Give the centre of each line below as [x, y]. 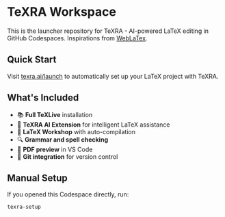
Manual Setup [38, 178]
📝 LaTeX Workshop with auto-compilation [76, 131]
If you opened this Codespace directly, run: [68, 194]
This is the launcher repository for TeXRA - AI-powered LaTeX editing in [108, 31]
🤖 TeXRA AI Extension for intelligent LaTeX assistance [93, 125]
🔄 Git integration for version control [67, 156]
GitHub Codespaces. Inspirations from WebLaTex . [77, 38]
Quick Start [32, 60]
